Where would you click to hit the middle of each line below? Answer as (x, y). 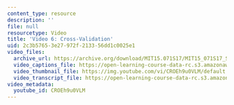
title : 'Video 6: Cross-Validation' (60, 39)
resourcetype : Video (37, 33)
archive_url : (32, 59)
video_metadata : (31, 84)
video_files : (26, 52)
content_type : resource (42, 13)
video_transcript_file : (48, 78)
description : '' (31, 20)
